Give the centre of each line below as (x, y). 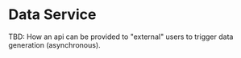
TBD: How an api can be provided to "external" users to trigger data (121, 37)
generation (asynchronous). (54, 44)
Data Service (52, 15)
